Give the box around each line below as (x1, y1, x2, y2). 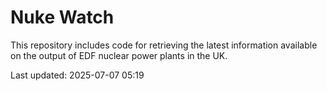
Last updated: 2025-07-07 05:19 (10, 69, 145, 81)
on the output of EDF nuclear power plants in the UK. (10, 49, 228, 61)
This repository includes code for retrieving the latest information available (10, 39, 318, 51)
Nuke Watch (10, 6, 115, 29)
